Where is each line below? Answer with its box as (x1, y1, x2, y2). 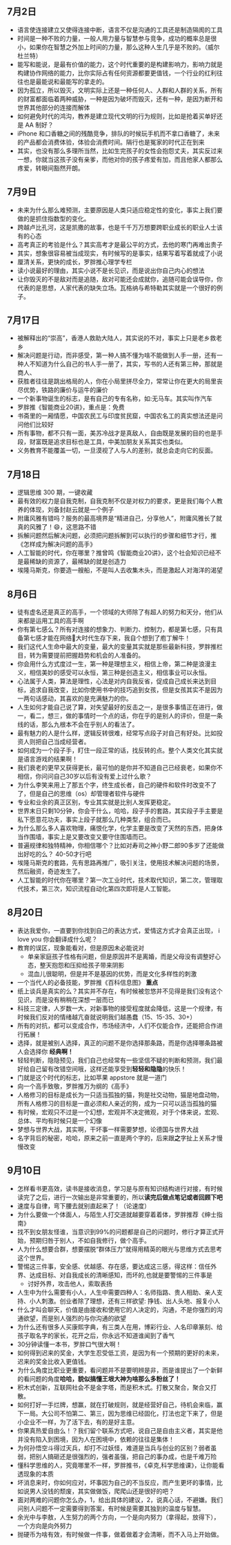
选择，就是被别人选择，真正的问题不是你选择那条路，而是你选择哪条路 (17, 1039, 217, 1047)
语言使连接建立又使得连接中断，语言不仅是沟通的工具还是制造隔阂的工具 (17, 26, 223, 34)
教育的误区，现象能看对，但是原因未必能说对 (17, 943, 145, 952)
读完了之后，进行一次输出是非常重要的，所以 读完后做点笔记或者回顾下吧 (17, 1193, 223, 1201)
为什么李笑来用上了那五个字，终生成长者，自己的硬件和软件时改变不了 (17, 781, 217, 789)
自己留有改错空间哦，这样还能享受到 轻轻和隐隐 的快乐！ (29, 1064, 187, 1073)
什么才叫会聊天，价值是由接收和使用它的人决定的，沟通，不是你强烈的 (17, 1305, 217, 1313)
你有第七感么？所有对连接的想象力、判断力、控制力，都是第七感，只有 (17, 625, 217, 633)
